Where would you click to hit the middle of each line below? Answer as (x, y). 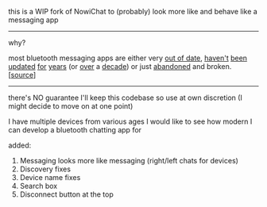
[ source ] (22, 75)
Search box (39, 186)
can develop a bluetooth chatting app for (75, 130)
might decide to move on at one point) (71, 106)
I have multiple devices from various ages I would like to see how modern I (130, 121)
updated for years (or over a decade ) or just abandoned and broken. (120, 66)
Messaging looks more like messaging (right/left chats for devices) (129, 161)
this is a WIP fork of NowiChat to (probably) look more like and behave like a (133, 11)
